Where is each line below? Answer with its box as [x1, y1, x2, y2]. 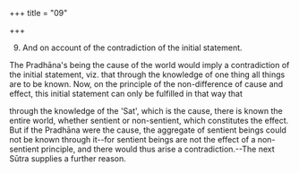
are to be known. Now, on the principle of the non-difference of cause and [9, 79, 284, 89]
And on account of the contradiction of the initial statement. [21, 42, 243, 53]
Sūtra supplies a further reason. [9, 153, 127, 164]
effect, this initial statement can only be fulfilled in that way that [9, 89, 243, 99]
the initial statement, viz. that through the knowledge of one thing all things [9, 69, 286, 80]
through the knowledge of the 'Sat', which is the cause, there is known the [9, 106, 284, 116]
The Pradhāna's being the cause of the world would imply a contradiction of [9, 60, 290, 70]
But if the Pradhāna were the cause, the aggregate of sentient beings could [9, 125, 286, 135]
